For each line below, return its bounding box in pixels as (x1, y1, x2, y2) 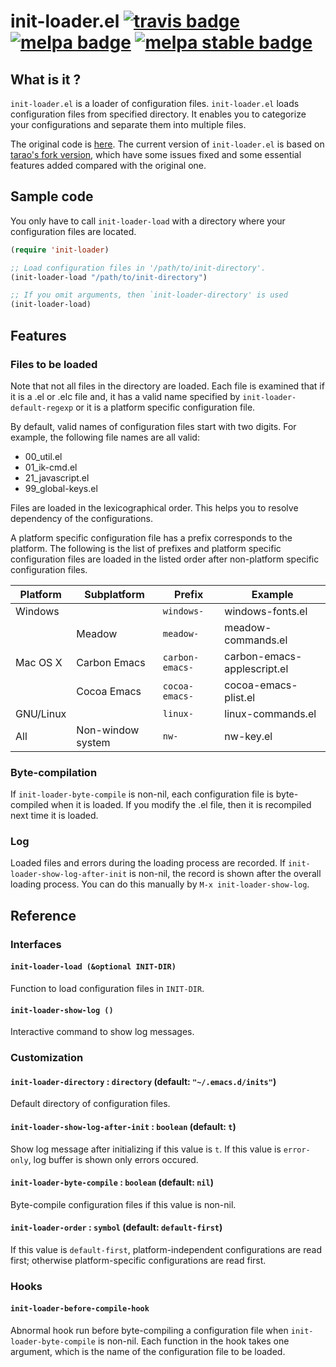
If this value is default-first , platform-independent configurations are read (10, 1243, 322, 1255)
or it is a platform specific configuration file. (75, 401, 256, 413)
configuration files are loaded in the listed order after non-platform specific (10, 553, 320, 565)
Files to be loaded (10, 357, 98, 371)
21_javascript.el (24, 471, 90, 484)
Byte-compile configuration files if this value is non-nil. (10, 1198, 237, 1210)
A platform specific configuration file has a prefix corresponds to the (10, 531, 293, 544)
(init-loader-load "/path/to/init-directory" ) (10, 272, 208, 282)
